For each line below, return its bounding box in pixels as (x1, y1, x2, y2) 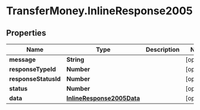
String (66, 55, 85, 64)
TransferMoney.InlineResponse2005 (6, 4, 193, 18)
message (9, 55, 36, 64)
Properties (6, 28, 46, 38)
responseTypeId (9, 65, 57, 73)
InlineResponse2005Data (66, 94, 140, 102)
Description (145, 46, 180, 54)
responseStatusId (9, 75, 61, 83)
